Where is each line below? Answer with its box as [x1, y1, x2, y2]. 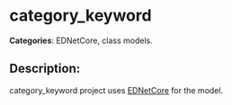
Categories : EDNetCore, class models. [9, 35, 153, 46]
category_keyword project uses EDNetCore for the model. [9, 84, 223, 95]
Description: [9, 61, 81, 76]
